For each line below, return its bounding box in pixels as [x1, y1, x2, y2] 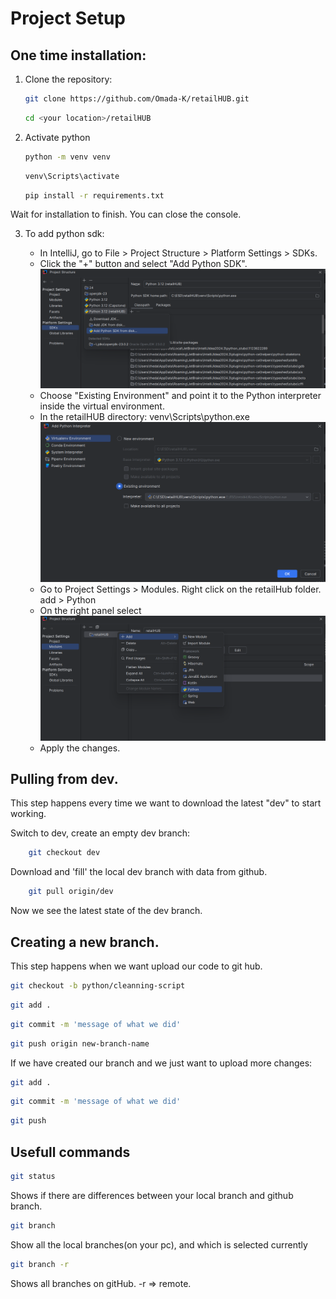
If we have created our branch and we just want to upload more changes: [10, 1057, 313, 1069]
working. [10, 808, 47, 820]
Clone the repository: [24, 73, 113, 85]
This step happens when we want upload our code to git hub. [10, 960, 263, 972]
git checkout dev [28, 848, 101, 858]
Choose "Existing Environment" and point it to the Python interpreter [39, 390, 322, 402]
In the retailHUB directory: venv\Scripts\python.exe [39, 411, 250, 423]
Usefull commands [10, 1143, 131, 1161]
